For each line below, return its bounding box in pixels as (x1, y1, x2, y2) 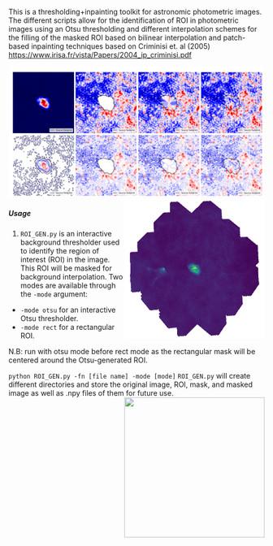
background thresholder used (19, 237, 120, 247)
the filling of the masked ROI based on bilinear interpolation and (8, 32, 222, 42)
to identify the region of (19, 245, 100, 255)
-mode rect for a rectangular (19, 322, 115, 331)
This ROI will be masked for (19, 263, 112, 273)
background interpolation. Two (19, 271, 123, 281)
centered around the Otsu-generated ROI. (8, 355, 148, 365)
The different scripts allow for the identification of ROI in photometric (8, 15, 239, 25)
